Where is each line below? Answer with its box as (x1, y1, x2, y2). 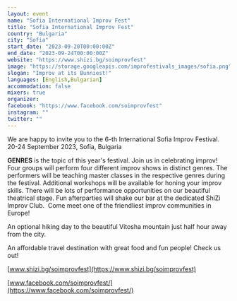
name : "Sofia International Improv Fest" (7, 17, 131, 24)
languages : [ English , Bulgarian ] (7, 76, 102, 83)
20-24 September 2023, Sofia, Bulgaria (7, 142, 122, 150)
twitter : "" (7, 115, 42, 122)
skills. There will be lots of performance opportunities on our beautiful (7, 186, 210, 194)
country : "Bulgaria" (7, 30, 68, 37)
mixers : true (7, 89, 46, 96)
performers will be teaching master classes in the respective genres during (7, 171, 226, 179)
